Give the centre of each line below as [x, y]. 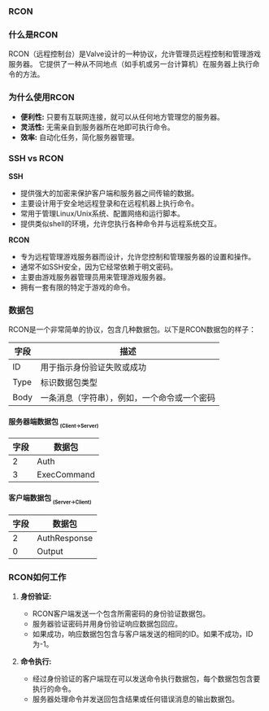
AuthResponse [65, 538]
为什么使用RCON [41, 98]
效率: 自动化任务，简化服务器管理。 [80, 137]
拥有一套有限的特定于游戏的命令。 [77, 287]
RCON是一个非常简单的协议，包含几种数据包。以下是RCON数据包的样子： [132, 329]
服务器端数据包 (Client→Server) [54, 423]
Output [50, 551]
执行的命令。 [54, 689]
